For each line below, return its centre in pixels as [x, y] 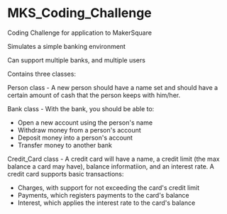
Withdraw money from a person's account [79, 130]
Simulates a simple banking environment [67, 46]
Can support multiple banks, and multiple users [76, 60]
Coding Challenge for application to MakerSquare [80, 33]
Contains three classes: [42, 74]
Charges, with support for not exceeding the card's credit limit [109, 187]
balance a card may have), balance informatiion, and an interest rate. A [111, 166]
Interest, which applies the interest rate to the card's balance [106, 203]
